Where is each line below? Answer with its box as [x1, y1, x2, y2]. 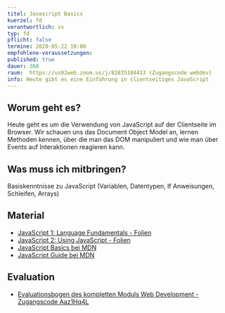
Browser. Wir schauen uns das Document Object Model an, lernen [7, 128, 199, 136]
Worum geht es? [7, 101, 81, 113]
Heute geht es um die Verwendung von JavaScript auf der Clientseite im [7, 120, 217, 129]
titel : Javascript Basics [7, 10, 83, 18]
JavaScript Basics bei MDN [17, 243, 97, 252]
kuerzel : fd [7, 17, 42, 24]
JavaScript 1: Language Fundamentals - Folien [17, 228, 152, 236]
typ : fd [7, 30, 30, 37]
